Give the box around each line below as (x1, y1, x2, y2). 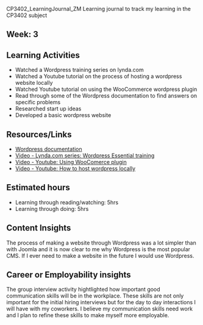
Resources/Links (6, 129, 72, 140)
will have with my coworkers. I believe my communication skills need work (6, 305, 193, 313)
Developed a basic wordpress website (15, 112, 112, 119)
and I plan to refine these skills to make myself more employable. (6, 312, 169, 319)
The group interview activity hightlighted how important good (6, 286, 160, 293)
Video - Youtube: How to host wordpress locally (15, 165, 136, 173)
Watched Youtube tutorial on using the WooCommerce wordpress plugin (15, 85, 198, 93)
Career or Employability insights (6, 270, 131, 280)
